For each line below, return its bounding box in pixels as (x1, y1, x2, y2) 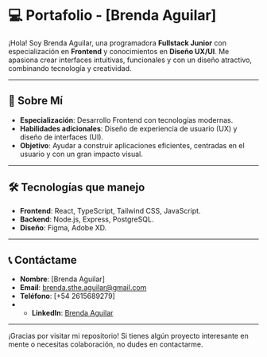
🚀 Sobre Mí (8, 94, 64, 108)
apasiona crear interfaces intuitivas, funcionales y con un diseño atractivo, (8, 55, 253, 65)
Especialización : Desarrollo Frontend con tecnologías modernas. (19, 115, 234, 124)
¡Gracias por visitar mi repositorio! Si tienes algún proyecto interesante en (8, 331, 249, 341)
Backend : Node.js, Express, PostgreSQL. (19, 214, 154, 224)
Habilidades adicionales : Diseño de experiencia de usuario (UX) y (19, 124, 238, 133)
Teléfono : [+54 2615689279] (19, 292, 115, 301)
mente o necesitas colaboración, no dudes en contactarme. (8, 339, 204, 349)
